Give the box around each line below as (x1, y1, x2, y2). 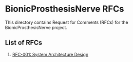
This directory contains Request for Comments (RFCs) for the (5, 19, 128, 25)
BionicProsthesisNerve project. (5, 24, 67, 30)
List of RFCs (5, 39, 42, 47)
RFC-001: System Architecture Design (12, 51, 89, 57)
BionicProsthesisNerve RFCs (5, 3, 124, 15)
